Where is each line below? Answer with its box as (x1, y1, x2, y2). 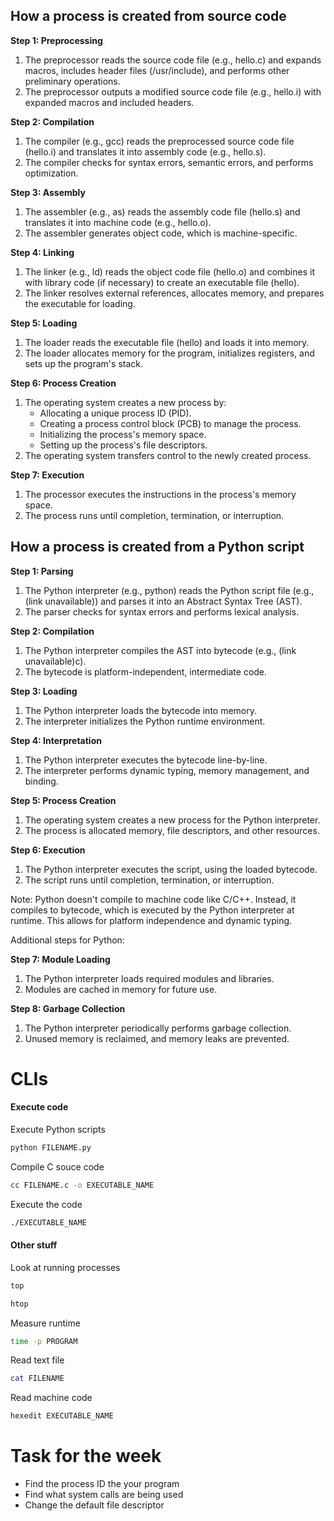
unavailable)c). (24, 655, 87, 667)
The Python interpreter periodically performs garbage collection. (24, 1022, 292, 1034)
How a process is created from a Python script (10, 539, 305, 556)
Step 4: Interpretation (10, 734, 102, 746)
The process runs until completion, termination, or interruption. (24, 509, 285, 521)
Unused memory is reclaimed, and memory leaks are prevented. (24, 1032, 290, 1044)
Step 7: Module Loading (10, 953, 111, 965)
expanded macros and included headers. (24, 96, 195, 108)
